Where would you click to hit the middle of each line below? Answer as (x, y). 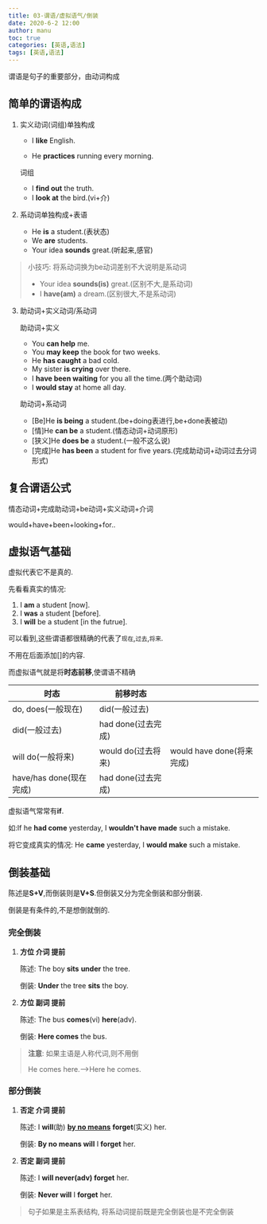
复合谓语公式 (40, 488)
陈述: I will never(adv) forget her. (74, 1177)
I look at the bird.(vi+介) (71, 197)
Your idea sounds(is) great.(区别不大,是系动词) (116, 284)
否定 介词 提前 (43, 1110)
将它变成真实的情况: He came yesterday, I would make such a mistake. (124, 845)
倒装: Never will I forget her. (66, 1195)
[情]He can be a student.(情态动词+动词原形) (105, 430)
